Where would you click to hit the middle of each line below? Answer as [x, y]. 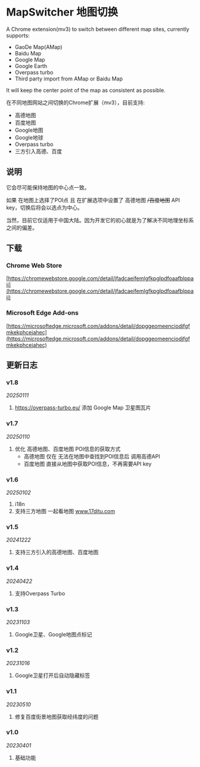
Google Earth [31, 66]
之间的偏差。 [22, 228]
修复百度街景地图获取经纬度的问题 [57, 716]
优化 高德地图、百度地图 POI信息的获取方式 [68, 449]
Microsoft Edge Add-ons [43, 313]
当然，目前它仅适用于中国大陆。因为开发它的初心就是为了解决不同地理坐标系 [100, 220]
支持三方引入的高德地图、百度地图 [57, 552]
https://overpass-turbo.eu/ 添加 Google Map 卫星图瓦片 [83, 408]
